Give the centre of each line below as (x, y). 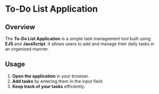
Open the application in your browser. (50, 76)
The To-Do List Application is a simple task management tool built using (78, 38)
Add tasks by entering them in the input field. (58, 81)
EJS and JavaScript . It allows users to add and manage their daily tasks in (80, 44)
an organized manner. (27, 49)
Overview (20, 27)
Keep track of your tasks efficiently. (49, 86)
